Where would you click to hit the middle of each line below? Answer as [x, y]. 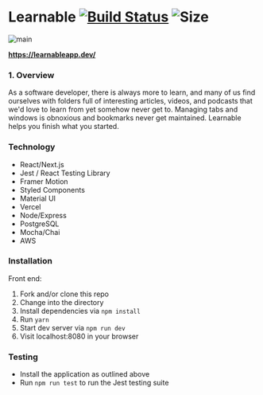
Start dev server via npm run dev [72, 327]
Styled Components [52, 190]
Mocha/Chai [40, 232]
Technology [32, 147]
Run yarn [34, 319]
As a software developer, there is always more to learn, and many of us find [132, 92]
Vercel [30, 206]
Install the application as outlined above [85, 374]
